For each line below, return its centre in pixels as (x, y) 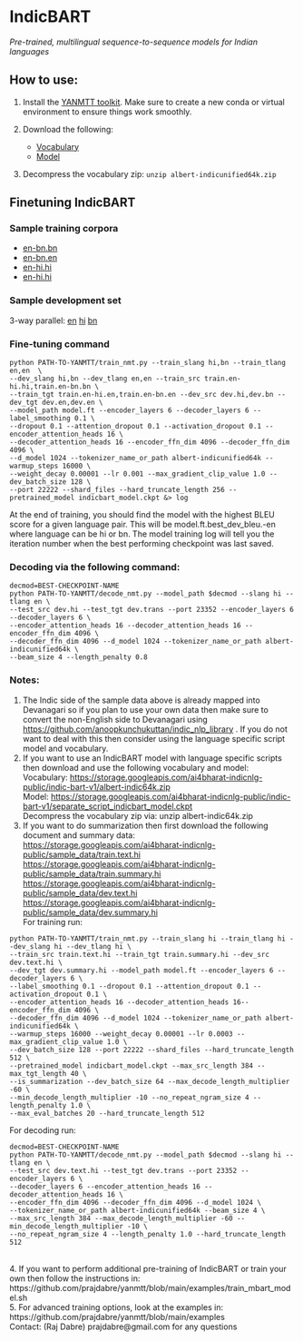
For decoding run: (43, 1130)
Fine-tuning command (60, 344)
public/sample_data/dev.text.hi (80, 892)
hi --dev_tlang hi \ (93, 946)
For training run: (53, 922)
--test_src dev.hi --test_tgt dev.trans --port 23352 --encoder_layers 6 (152, 610)
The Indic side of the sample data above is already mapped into (141, 700)
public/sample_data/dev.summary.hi (90, 912)
